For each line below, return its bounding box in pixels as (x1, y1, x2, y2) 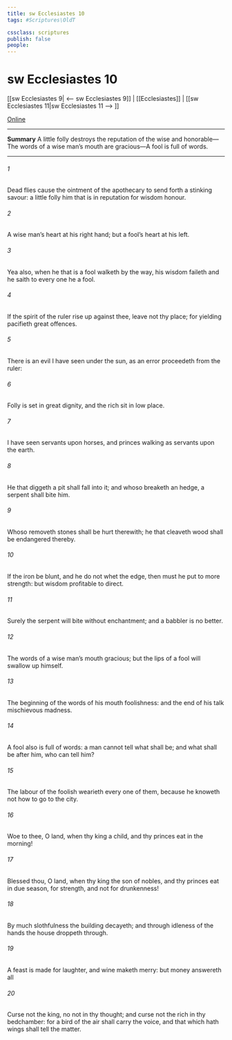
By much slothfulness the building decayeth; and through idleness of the (7, 921, 214, 930)
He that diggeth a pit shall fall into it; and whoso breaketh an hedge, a (7, 483, 205, 491)
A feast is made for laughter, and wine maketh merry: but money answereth (7, 965, 222, 974)
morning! (7, 840, 33, 848)
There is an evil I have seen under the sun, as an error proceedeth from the (7, 357, 221, 365)
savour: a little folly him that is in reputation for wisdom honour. (7, 193, 186, 202)
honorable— (184, 135, 219, 144)
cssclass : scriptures (7, 29, 70, 36)
